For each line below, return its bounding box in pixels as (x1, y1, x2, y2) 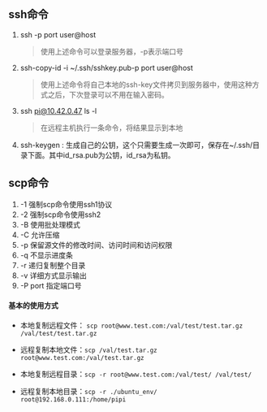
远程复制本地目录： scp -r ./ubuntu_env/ (19, 386, 157, 396)
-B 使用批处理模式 (19, 219, 81, 229)
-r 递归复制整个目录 (19, 260, 86, 270)
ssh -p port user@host (19, 29, 96, 39)
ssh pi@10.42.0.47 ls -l (19, 106, 97, 115)
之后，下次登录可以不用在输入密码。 (47, 89, 169, 99)
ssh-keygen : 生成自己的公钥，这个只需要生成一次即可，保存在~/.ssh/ (19, 140, 253, 150)
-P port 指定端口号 (19, 280, 83, 290)
